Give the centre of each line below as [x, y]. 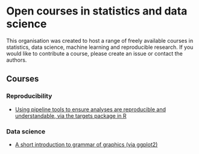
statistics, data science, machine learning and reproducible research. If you [100, 47]
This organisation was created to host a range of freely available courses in [100, 40]
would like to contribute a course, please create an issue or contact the [94, 53]
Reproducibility [29, 96]
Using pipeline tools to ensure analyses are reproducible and [90, 109]
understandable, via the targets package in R [71, 115]
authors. [17, 60]
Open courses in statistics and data [97, 11]
